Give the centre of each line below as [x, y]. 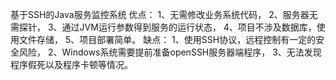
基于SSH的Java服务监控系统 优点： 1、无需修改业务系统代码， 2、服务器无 [164, 14]
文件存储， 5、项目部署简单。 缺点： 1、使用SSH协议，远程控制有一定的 [167, 39]
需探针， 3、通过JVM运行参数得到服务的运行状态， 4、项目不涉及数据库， [163, 27]
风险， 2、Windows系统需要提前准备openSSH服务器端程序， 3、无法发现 [170, 52]
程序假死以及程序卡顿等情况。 [71, 64]
